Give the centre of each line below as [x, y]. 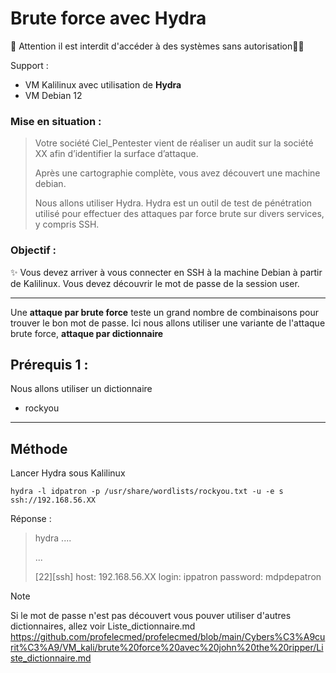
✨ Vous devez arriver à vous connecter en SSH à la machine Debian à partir [166, 272]
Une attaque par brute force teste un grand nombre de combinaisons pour [165, 312]
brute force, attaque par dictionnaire [87, 333]
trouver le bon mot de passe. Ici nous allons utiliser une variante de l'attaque [168, 323]
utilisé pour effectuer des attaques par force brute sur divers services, [179, 214]
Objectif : [33, 250]
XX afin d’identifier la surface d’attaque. [116, 154]
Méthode [39, 448]
